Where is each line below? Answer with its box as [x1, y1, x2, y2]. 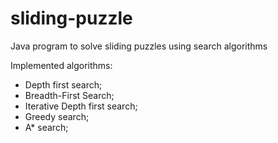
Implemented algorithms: [10, 59, 113, 71]
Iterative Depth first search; [24, 100, 138, 112]
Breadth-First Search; [24, 89, 115, 101]
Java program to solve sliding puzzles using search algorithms [10, 40, 268, 52]
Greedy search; [24, 110, 90, 122]
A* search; [24, 121, 69, 133]
